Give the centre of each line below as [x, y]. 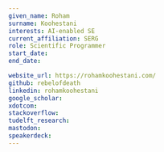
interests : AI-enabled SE [51, 31]
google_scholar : [35, 98]
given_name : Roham [39, 16]
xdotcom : [23, 106]
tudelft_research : [39, 121]
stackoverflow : [34, 113]
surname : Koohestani [43, 23]
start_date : [28, 53]
